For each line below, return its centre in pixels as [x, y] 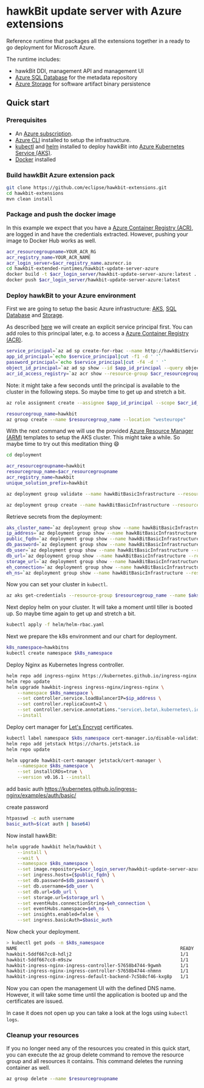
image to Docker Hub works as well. [51, 241]
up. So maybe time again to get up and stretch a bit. [71, 614]
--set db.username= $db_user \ [56, 886]
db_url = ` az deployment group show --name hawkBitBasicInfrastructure [96, 556]
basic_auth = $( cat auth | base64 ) [49, 824]
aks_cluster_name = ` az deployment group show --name [73, 528]
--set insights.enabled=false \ [58, 915]
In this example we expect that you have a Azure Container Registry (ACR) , [100, 228]
